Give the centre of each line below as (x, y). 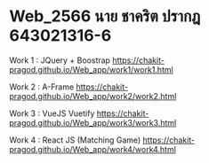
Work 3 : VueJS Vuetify (52, 113)
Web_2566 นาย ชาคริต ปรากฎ (105, 16)
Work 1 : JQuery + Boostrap (60, 60)
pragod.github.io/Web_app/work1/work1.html (91, 69)
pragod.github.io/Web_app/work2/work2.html (93, 96)
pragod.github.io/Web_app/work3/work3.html (93, 122)
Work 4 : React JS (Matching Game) (75, 140)
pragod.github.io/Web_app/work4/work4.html (92, 149)
